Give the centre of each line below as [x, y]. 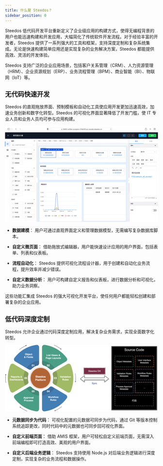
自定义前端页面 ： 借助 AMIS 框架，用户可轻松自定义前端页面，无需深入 [83, 436]
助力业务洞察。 [27, 286]
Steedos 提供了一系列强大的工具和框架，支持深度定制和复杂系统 [82, 43]
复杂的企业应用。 [26, 302]
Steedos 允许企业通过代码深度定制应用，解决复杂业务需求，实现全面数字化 [80, 332]
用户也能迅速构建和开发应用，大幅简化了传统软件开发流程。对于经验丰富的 [79, 37]
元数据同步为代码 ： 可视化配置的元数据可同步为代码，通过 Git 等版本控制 [85, 420]
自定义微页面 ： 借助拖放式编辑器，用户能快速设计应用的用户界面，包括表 [85, 247]
